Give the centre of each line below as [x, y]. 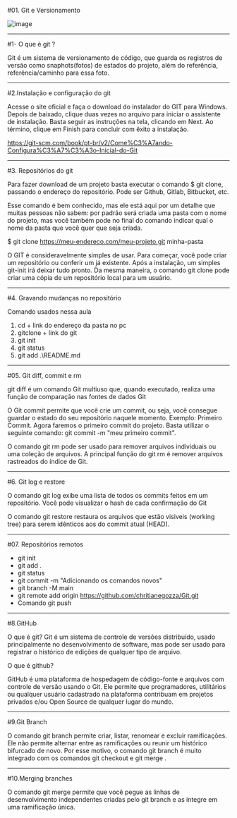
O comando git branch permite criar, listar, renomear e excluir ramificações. [117, 735]
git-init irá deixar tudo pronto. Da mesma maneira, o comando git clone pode [119, 270]
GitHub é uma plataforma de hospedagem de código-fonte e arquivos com [116, 679]
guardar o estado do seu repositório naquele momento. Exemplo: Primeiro [115, 418]
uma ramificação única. [41, 807]
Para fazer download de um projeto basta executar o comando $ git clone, [115, 184]
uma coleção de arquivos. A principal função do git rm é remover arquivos [115, 454]
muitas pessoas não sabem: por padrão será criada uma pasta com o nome [117, 213]
